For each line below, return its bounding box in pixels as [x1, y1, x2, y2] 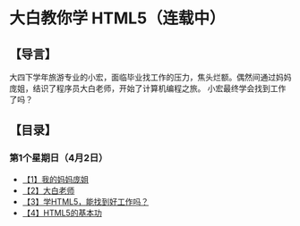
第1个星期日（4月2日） [9, 152, 108, 164]
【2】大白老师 [21, 185, 75, 196]
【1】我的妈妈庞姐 [21, 173, 90, 184]
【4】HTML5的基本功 [21, 207, 103, 218]
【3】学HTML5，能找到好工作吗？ [21, 196, 150, 206]
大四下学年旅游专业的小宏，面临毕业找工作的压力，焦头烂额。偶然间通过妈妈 [9, 72, 292, 82]
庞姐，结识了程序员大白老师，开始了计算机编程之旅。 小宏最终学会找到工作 [9, 83, 287, 94]
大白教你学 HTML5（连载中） [9, 8, 226, 29]
